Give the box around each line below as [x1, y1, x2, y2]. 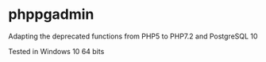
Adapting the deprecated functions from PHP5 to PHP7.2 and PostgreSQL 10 [8, 31, 258, 41]
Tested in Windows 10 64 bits [8, 46, 105, 56]
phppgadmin [8, 5, 94, 24]
